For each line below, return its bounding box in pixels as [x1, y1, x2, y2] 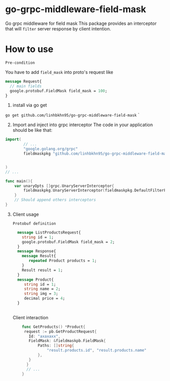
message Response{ [17, 249, 56, 254]
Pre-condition [5, 60, 35, 65]
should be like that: [12, 127, 53, 133]
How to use [5, 44, 54, 55]
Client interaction [12, 314, 49, 320]
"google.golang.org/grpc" [23, 146, 78, 151]
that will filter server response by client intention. [5, 25, 111, 31]
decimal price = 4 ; [24, 296, 65, 301]
